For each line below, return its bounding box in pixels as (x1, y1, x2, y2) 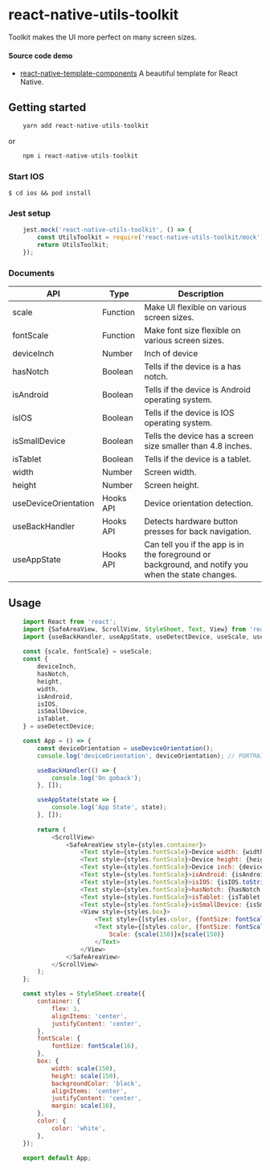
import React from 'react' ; (22, 618, 117, 626)
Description (178, 288, 224, 299)
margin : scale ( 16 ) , (51, 1102, 117, 1110)
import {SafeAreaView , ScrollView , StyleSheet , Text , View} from (22, 625, 247, 633)
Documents (8, 267, 55, 278)
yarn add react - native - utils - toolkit (22, 121, 149, 129)
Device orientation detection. (144, 498, 253, 509)
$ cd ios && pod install (8, 189, 92, 197)
